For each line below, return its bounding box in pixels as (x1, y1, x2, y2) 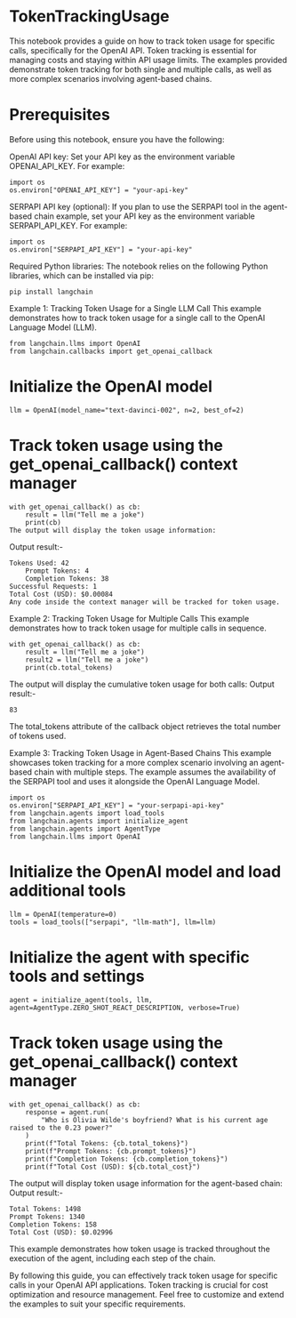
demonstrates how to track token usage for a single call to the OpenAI (9, 312, 266, 323)
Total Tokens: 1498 (9, 1204, 82, 1213)
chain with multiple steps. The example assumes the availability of (34, 767, 276, 777)
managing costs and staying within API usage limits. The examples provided (9, 54, 287, 65)
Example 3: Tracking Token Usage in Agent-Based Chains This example (9, 747, 272, 758)
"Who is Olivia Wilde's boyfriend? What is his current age (41, 1115, 268, 1124)
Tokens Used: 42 (9, 559, 69, 567)
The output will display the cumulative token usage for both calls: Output (9, 679, 276, 689)
